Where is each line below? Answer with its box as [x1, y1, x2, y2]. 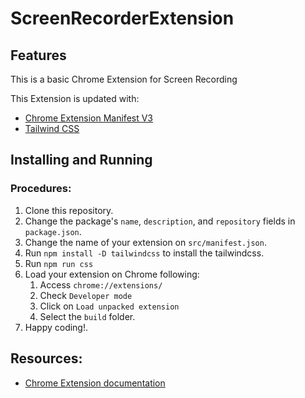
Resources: [10, 350, 83, 367]
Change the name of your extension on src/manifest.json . [24, 236, 267, 248]
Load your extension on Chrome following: [24, 268, 200, 280]
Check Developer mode [39, 289, 133, 301]
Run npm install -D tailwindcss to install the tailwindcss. [24, 247, 265, 259]
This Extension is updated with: [10, 93, 140, 104]
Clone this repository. [24, 204, 114, 216]
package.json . [24, 225, 82, 237]
